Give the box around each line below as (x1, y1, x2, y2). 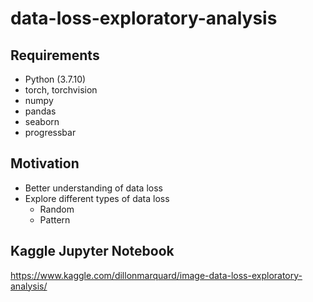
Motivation (10, 155, 80, 172)
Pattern (39, 213, 71, 226)
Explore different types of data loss (24, 192, 170, 204)
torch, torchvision (24, 84, 98, 96)
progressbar (24, 127, 77, 138)
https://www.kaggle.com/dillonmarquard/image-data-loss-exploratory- (10, 269, 303, 281)
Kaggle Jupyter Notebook (10, 243, 175, 260)
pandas (24, 105, 57, 117)
